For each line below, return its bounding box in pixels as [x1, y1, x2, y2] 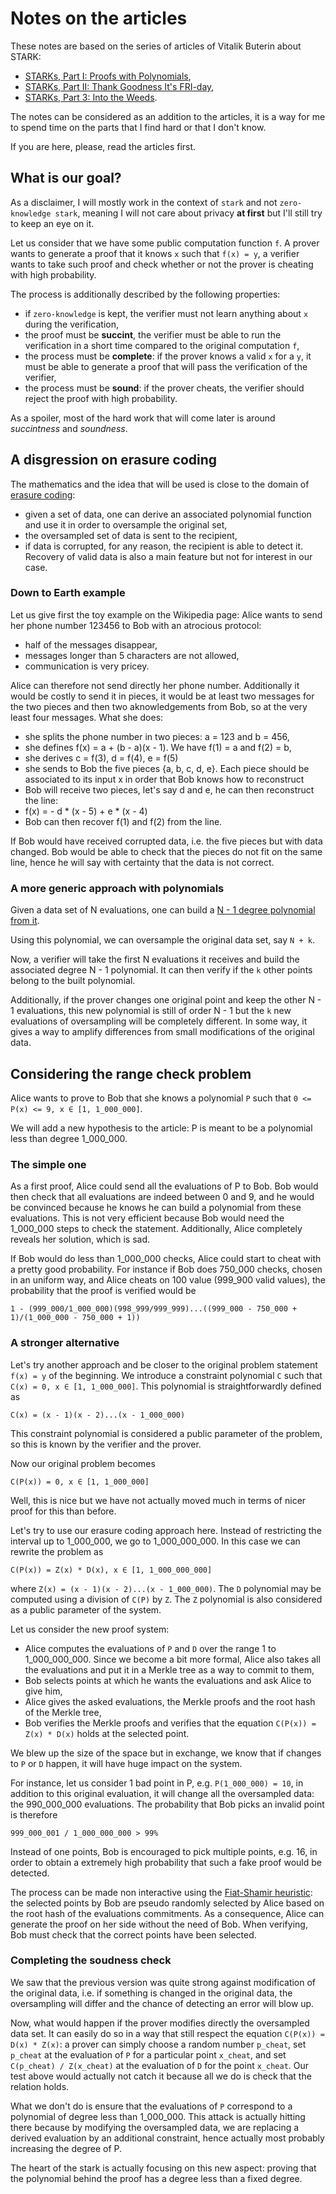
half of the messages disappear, [24, 638, 158, 651]
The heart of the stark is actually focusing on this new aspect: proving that [10, 2162, 317, 2174]
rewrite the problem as [10, 1545, 104, 1557]
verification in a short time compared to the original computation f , [24, 339, 300, 351]
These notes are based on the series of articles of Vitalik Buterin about [10, 40, 302, 52]
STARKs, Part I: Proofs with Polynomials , [24, 70, 192, 82]
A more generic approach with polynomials [10, 881, 225, 895]
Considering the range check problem [10, 1065, 252, 1082]
